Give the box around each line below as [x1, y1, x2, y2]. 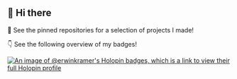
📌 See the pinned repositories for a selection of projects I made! [7, 25, 194, 34]
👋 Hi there [7, 7, 52, 19]
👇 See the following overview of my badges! [7, 39, 137, 48]
